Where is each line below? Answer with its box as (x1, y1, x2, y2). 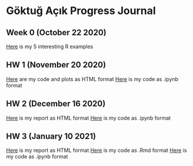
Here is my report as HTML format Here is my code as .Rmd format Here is (6, 147, 187, 154)
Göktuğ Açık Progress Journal (6, 4, 156, 18)
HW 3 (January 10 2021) (6, 131, 96, 141)
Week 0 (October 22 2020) (6, 28, 107, 38)
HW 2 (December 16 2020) (6, 99, 106, 109)
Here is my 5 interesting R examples (6, 43, 94, 50)
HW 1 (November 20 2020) (6, 60, 107, 70)
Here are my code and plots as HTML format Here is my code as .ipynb (6, 75, 178, 83)
